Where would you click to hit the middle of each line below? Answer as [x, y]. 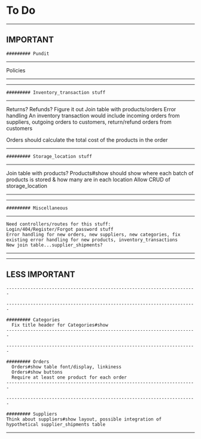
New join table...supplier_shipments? [54, 245]
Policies [16, 70]
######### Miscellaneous [37, 208]
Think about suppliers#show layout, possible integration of [84, 419]
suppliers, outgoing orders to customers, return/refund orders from [89, 122]
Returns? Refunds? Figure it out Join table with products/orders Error [91, 109]
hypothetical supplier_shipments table [56, 424]
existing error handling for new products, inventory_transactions [92, 240]
